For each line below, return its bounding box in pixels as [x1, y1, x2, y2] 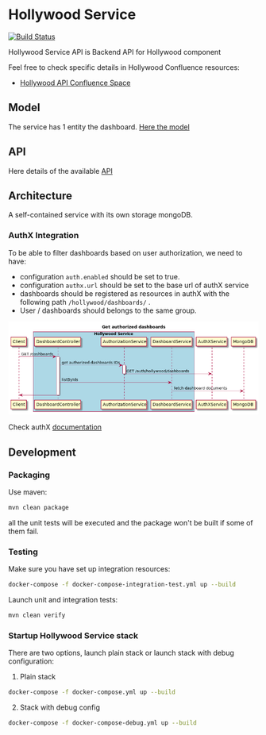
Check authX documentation [8, 422, 102, 432]
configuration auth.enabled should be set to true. [19, 271, 180, 281]
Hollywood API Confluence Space [19, 78, 131, 87]
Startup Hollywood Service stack [8, 629, 139, 641]
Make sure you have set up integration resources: [8, 564, 171, 574]
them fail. [8, 526, 39, 536]
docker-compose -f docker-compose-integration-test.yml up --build [8, 581, 237, 589]
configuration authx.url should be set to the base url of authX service [19, 280, 249, 290]
